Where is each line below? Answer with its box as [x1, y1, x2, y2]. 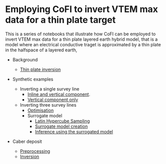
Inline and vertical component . [27, 91, 90, 97]
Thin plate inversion [20, 66, 61, 72]
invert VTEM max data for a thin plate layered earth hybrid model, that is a [5, 36, 158, 42]
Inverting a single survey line [20, 86, 80, 92]
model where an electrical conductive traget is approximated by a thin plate [5, 41, 161, 47]
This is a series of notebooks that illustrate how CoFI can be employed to [5, 31, 156, 37]
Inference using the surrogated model [35, 128, 113, 134]
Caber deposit [12, 138, 42, 144]
